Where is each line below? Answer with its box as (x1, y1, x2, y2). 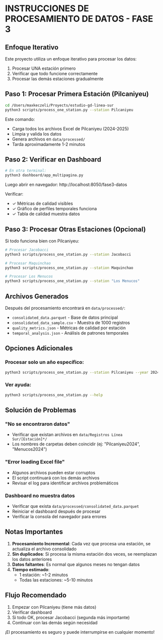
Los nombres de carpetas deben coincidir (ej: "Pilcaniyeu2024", (12, 441, 141, 447)
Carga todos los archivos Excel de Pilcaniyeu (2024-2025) (12, 125, 129, 132)
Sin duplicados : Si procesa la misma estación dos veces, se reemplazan (12, 551, 157, 557)
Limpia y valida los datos (12, 131, 62, 137)
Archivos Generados (5, 292, 69, 300)
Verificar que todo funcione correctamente (12, 71, 98, 76)
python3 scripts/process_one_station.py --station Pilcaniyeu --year (5, 370, 149, 375)
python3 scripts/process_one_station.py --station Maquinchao (5, 265, 133, 270)
